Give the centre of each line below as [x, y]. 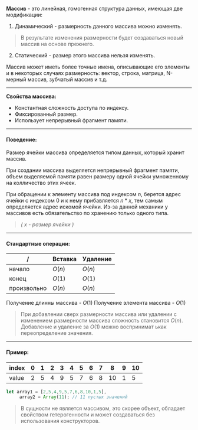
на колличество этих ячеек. [41, 183]
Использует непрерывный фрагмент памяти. [71, 120]
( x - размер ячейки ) [47, 224]
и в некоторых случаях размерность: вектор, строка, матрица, [85, 73]
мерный [16, 79]
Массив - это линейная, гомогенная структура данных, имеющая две [95, 9]
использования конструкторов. [60, 421]
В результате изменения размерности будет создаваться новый [102, 38]
